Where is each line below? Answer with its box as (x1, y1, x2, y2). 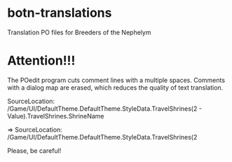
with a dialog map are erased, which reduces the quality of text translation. (7, 83, 224, 92)
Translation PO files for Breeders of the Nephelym (7, 28, 151, 36)
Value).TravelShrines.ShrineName (7, 112, 104, 120)
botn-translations (7, 5, 112, 21)
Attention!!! (7, 53, 76, 69)
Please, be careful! (7, 146, 62, 155)
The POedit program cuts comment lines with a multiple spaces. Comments (7, 76, 226, 84)
